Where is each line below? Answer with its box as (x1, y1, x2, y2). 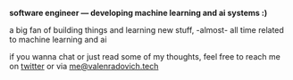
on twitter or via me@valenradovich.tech (9, 61, 159, 71)
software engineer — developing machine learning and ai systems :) (9, 8, 268, 18)
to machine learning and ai (9, 35, 107, 44)
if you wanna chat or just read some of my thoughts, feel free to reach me (9, 52, 281, 61)
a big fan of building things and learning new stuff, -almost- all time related (9, 25, 284, 35)
